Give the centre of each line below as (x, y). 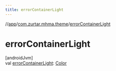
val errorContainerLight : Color (36, 63)
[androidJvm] (19, 58)
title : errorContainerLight (34, 10)
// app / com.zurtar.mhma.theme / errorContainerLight (58, 24)
